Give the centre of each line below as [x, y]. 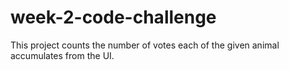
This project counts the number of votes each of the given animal [145, 45]
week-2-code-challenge [113, 17]
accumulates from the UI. [62, 55]
